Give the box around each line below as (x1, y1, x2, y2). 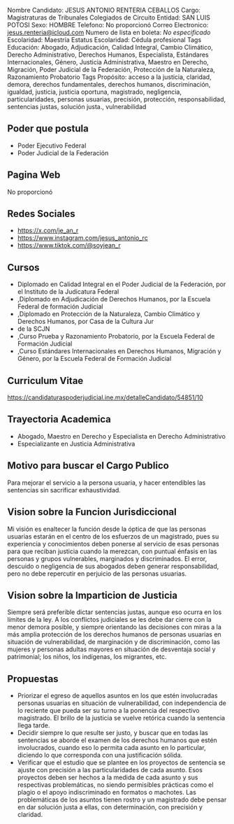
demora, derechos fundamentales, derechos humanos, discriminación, (7, 80, 211, 88)
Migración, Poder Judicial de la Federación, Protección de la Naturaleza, (7, 66, 215, 73)
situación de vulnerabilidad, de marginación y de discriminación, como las (7, 638, 220, 646)
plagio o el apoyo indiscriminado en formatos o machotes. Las (17, 788, 197, 797)
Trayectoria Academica (7, 413, 112, 425)
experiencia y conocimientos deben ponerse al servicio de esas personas (7, 539, 219, 548)
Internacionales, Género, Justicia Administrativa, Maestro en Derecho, (7, 58, 210, 66)
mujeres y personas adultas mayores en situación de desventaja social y (7, 645, 216, 653)
